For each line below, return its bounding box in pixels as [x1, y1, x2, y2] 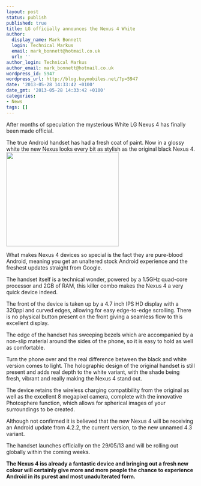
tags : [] [6, 104, 28, 110]
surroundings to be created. [6, 405, 76, 413]
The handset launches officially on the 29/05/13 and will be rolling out [6, 441, 179, 449]
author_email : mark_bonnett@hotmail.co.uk [6, 65, 114, 71]
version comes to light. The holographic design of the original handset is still [6, 362, 195, 369]
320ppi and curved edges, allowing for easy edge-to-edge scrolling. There [6, 306, 192, 314]
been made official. [6, 127, 54, 134]
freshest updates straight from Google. [6, 264, 103, 271]
